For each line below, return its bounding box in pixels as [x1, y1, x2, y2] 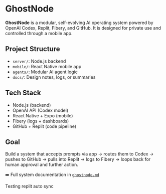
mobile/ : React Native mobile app [12, 63, 82, 69]
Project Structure [5, 45, 60, 53]
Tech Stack [5, 89, 41, 97]
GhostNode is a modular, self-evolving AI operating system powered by [5, 20, 154, 26]
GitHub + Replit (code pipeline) [12, 123, 77, 129]
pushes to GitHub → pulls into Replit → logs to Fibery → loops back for [5, 156, 151, 162]
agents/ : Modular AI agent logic [12, 69, 78, 75]
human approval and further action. [5, 161, 79, 168]
